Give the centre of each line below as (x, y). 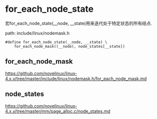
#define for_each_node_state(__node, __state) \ (56, 42)
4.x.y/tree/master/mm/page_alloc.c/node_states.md (58, 111)
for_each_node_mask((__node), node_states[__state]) (70, 46)
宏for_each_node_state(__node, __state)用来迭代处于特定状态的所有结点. (79, 23)
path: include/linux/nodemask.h (37, 33)
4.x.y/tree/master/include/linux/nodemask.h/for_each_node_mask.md (76, 78)
